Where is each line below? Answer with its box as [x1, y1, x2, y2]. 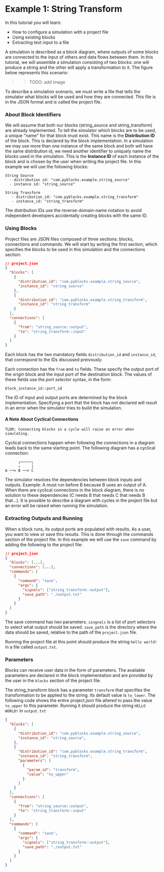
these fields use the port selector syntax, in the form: [5, 377, 112, 383]
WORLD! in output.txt [5, 708, 46, 714]
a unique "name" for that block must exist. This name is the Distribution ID [5, 133, 155, 139]
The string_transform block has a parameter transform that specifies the [5, 687, 150, 693]
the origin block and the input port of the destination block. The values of [5, 371, 152, 377]
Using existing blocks [12, 34, 56, 40]
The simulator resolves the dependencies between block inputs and [5, 477, 142, 483]
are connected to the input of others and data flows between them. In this [5, 54, 153, 60]
